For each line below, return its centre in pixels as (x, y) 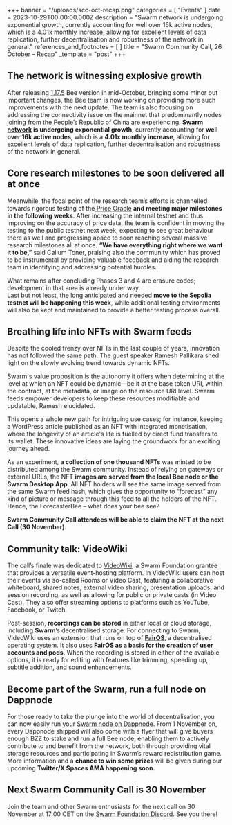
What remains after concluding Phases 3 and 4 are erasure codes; (101, 281)
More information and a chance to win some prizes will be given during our (115, 761)
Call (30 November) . (37, 527)
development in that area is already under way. (74, 287)
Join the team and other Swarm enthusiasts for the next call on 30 (101, 806)
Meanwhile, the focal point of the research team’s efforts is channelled (107, 201)
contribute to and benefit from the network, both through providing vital (109, 746)
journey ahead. (29, 449)
